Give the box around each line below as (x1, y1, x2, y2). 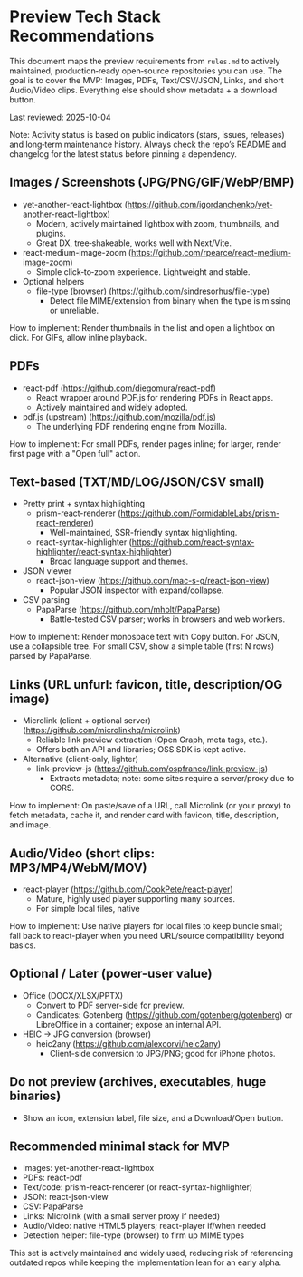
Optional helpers (22, 276, 85, 286)
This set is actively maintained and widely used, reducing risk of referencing (9, 1248, 294, 1259)
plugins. (35, 227, 66, 238)
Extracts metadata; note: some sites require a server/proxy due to (49, 773, 295, 784)
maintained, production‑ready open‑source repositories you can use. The (9, 65, 283, 76)
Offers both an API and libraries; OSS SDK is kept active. (35, 744, 247, 755)
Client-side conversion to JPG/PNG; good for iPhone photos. (49, 1048, 276, 1059)
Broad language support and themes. (49, 556, 189, 567)
